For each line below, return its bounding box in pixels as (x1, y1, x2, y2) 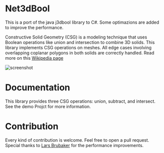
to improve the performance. (5, 24, 64, 30)
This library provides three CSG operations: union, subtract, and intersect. (5, 98, 156, 104)
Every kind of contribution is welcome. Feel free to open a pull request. (5, 137, 150, 143)
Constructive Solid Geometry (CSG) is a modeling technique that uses (5, 34, 147, 40)
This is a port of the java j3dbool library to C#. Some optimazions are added (5, 19, 160, 25)
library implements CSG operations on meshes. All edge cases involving (5, 44, 152, 50)
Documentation (5, 82, 71, 93)
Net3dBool (5, 3, 50, 14)
